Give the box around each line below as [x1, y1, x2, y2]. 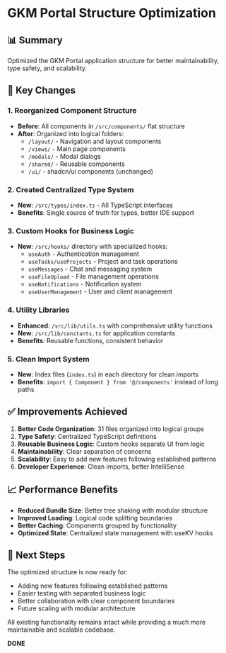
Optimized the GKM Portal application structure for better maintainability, [7, 57, 220, 65]
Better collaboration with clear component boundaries [17, 597, 175, 605]
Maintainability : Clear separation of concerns [17, 447, 152, 455]
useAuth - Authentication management [28, 250, 140, 258]
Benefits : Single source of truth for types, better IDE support [17, 208, 194, 217]
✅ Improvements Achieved [7, 406, 128, 418]
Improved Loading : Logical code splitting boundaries [17, 513, 173, 522]
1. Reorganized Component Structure [7, 106, 137, 116]
